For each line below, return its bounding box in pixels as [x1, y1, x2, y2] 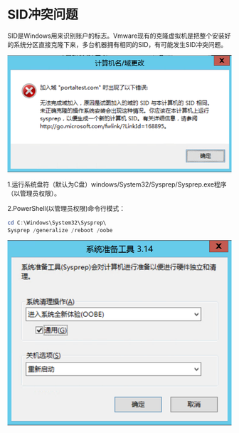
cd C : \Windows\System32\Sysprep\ [7, 219, 107, 226]
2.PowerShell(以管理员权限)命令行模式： [7, 204, 126, 212]
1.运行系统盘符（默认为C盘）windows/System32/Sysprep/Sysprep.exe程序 [7, 179, 227, 189]
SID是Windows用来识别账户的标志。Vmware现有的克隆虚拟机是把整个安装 [7, 31, 225, 40]
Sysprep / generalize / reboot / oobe [7, 226, 113, 234]
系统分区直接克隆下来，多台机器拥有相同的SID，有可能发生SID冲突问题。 [13, 40, 228, 48]
